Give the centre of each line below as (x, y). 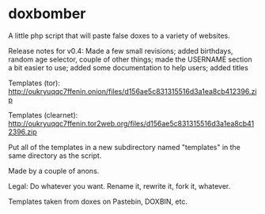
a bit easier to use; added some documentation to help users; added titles (129, 67)
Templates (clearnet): (43, 115)
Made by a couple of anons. (54, 171)
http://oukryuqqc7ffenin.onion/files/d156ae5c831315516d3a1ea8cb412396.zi (132, 91)
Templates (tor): (34, 83)
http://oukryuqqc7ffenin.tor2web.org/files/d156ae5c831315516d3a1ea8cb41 (131, 123)
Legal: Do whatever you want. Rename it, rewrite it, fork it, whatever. (119, 186)
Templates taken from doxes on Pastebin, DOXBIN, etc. (98, 201)
